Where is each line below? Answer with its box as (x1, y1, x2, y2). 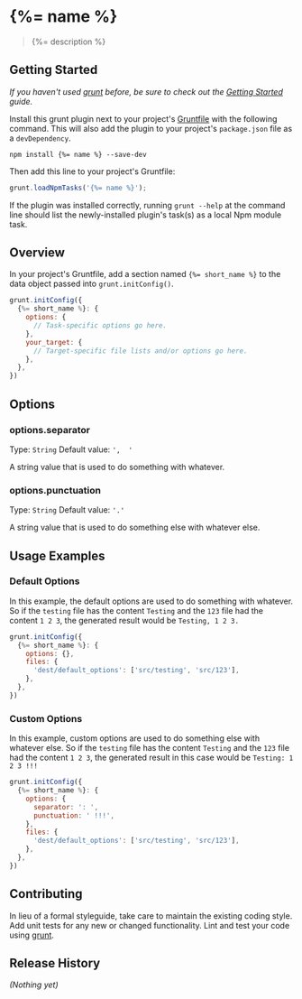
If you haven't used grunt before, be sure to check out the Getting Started (9, 86, 284, 97)
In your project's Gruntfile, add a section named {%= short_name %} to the (9, 269, 281, 280)
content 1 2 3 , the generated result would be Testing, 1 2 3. (9, 615, 240, 625)
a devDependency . (9, 133, 71, 143)
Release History (9, 955, 101, 971)
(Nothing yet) (9, 979, 59, 990)
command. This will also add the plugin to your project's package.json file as (9, 123, 293, 134)
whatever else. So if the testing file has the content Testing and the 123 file (9, 743, 290, 754)
